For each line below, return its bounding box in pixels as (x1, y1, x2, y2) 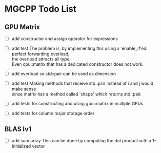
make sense (11, 86, 36, 92)
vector (32, 143, 45, 149)
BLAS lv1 (4, 125, 32, 133)
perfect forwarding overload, (11, 51, 70, 57)
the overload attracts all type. (11, 56, 71, 62)
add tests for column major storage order (11, 111, 95, 116)
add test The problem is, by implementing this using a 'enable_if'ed (11, 45, 147, 52)
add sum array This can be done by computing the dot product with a (11, 138, 152, 144)
